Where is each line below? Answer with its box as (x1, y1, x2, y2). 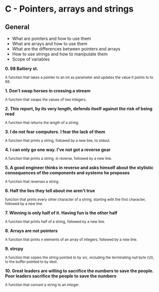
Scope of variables (12, 56, 50, 62)
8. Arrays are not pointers (5, 228, 58, 234)
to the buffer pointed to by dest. (5, 259, 58, 264)
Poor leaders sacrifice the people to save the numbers (5, 273, 117, 279)
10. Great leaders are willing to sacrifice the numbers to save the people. (5, 268, 154, 274)
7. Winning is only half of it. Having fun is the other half (5, 210, 118, 216)
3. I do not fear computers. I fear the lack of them (5, 129, 106, 135)
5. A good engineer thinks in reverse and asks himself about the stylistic (5, 165, 154, 171)
